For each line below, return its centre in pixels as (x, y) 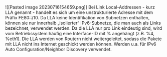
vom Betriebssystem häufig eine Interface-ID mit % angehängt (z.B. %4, (80, 33)
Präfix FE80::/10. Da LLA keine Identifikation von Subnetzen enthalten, (77, 18)
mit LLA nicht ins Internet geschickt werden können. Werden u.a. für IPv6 (81, 44)
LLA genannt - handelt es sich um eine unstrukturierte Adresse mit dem (79, 12)
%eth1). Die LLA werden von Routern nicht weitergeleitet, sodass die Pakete (83, 39)
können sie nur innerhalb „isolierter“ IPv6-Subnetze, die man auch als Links (83, 23)
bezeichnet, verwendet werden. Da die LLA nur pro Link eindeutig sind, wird (83, 28)
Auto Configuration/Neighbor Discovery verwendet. (58, 49)
